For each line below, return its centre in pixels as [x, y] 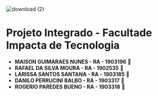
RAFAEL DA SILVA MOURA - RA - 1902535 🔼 [69, 68]
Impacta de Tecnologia [63, 46]
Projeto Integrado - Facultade [79, 33]
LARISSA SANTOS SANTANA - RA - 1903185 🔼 [72, 74]
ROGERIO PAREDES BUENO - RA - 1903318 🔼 [70, 87]
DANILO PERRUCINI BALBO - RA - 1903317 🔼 [70, 80]
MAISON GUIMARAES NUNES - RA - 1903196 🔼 [73, 61]
